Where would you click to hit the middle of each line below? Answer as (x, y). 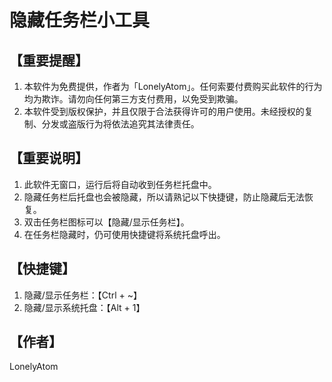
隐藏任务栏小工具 (80, 20)
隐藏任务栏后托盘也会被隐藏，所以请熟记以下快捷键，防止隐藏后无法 (164, 197)
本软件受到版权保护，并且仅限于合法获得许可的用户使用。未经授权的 (164, 111)
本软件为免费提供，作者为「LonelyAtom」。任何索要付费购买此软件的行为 (173, 86)
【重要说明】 (49, 158)
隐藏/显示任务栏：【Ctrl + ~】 (82, 295)
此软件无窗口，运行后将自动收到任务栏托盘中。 (120, 184)
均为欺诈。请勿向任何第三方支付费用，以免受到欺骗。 (133, 99)
